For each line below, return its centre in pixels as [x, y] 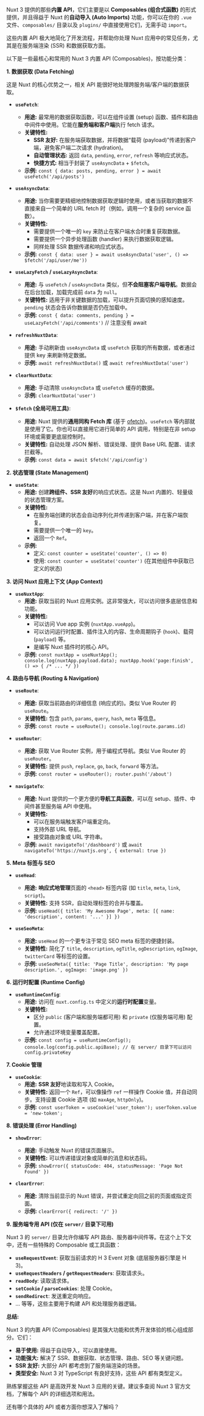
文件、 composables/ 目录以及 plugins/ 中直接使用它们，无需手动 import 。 [98, 25]
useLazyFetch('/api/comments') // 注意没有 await [86, 323]
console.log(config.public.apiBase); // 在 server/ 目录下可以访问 [108, 1047]
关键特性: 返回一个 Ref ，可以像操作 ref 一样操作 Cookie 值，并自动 [108, 1092]
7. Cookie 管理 [24, 1065]
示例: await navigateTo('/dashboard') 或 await [83, 844]
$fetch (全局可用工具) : [43, 408]
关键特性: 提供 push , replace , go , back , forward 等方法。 [93, 766]
